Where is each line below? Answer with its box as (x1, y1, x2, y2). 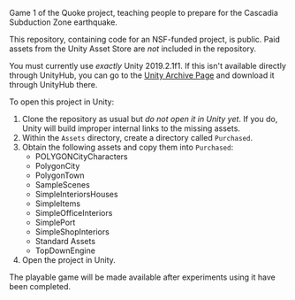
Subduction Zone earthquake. (9, 17, 117, 27)
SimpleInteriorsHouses (34, 189, 118, 199)
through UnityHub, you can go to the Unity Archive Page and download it (9, 70, 276, 81)
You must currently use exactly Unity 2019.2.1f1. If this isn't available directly (9, 61, 287, 71)
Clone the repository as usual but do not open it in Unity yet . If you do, (21, 114, 278, 124)
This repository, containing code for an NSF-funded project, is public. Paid (9, 35, 281, 44)
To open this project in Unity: (9, 96, 115, 107)
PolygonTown (34, 170, 86, 181)
